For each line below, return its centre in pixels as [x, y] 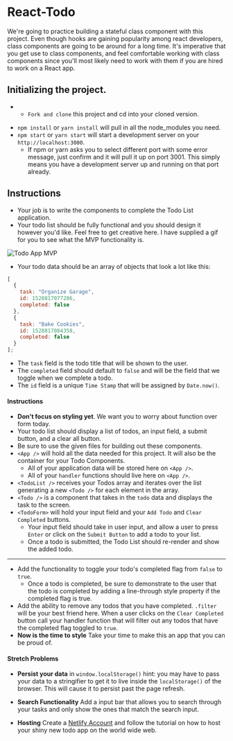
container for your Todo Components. [71, 461]
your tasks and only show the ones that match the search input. [108, 709]
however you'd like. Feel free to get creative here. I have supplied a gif [118, 232]
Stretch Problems [33, 659]
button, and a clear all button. [59, 439]
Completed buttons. [44, 520]
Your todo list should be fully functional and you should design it [109, 225]
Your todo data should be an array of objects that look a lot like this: [114, 266]
